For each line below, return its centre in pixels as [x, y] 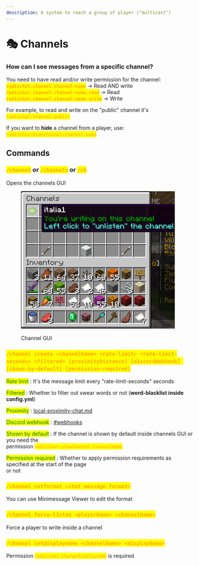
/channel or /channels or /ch [47, 170]
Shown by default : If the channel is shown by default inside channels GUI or [99, 434]
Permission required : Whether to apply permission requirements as [89, 458]
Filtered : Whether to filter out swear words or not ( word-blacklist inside [95, 393]
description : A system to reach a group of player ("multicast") [89, 13]
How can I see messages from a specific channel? [80, 67]
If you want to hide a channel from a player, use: [65, 128]
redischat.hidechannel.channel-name [51, 135]
